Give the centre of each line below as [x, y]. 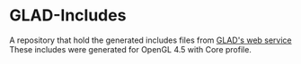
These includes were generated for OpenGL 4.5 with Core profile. [130, 49]
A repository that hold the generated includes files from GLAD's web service [150, 40]
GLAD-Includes [68, 16]
